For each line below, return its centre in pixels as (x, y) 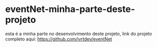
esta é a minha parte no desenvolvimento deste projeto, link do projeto (79, 33)
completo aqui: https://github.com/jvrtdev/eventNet (59, 39)
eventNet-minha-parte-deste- (70, 9)
